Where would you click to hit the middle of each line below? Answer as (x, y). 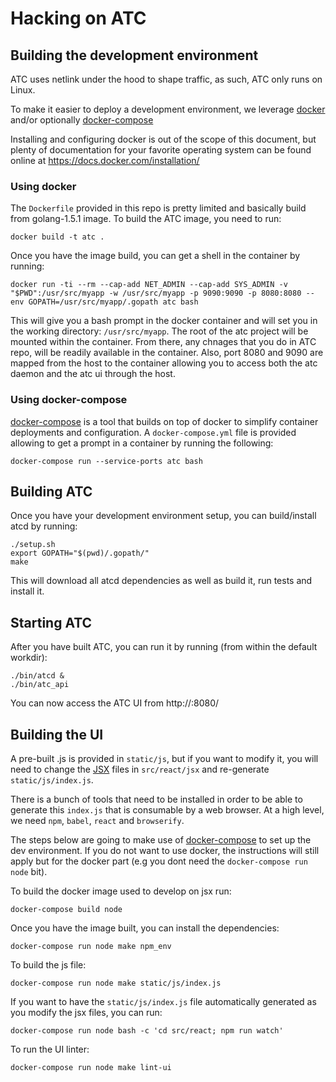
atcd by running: (44, 526)
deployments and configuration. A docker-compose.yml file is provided (153, 432)
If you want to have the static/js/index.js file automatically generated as (163, 1002)
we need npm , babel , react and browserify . (97, 821)
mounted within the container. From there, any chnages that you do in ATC (163, 342)
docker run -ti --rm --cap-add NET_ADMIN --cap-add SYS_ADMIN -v (149, 285)
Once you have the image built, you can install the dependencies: (145, 928)
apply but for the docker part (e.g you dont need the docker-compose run (159, 861)
